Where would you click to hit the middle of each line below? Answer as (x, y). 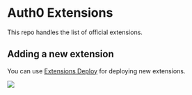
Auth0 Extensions (60, 13)
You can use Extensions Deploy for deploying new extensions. (96, 71)
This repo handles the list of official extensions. (75, 32)
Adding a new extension (61, 54)
